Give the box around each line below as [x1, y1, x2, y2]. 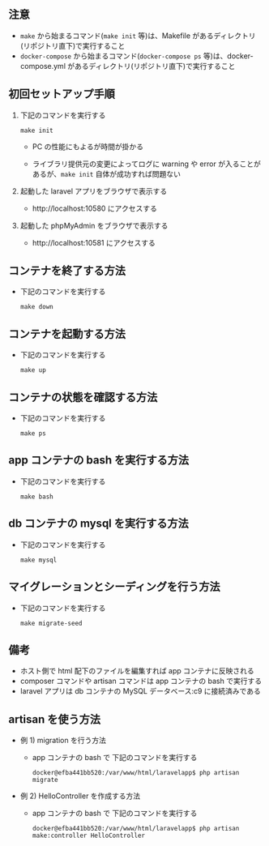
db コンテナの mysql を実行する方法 [8, 517, 189, 531]
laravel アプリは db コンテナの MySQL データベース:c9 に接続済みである [19, 686, 261, 696]
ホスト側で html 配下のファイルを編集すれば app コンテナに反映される [19, 666, 255, 676]
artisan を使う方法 [8, 712, 101, 726]
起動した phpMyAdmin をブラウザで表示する [19, 220, 169, 230]
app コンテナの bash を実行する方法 [8, 453, 190, 468]
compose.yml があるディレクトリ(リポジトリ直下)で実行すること [19, 61, 236, 70]
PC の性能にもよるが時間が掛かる [32, 141, 144, 152]
